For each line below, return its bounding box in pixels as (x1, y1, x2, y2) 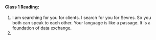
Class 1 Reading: (5, 4, 40, 10)
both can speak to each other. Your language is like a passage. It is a (12, 20, 151, 26)
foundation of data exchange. (12, 25, 72, 31)
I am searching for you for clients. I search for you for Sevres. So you (12, 15, 151, 20)
